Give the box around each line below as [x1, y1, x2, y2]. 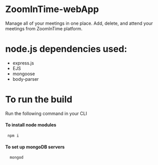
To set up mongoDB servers [5, 144, 65, 150]
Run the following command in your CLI [5, 110, 87, 117]
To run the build [5, 94, 73, 105]
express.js [12, 60, 34, 66]
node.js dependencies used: [5, 43, 127, 55]
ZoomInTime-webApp [5, 4, 99, 15]
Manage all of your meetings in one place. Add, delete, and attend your [5, 20, 153, 26]
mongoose [12, 71, 35, 77]
